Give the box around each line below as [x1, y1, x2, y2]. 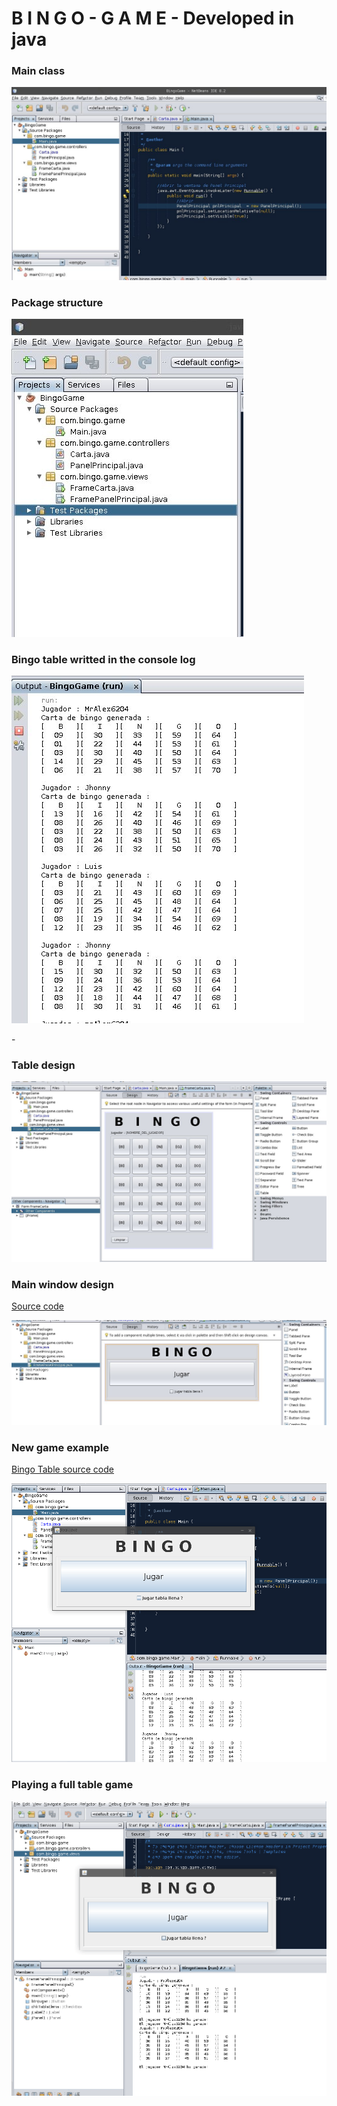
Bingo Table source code [11, 1463, 115, 1476]
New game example [11, 1440, 109, 1454]
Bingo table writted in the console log [11, 652, 196, 666]
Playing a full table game [11, 1778, 134, 1792]
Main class [11, 64, 66, 78]
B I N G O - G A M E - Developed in [11, 7, 295, 30]
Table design [11, 1058, 76, 1072]
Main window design [11, 1277, 114, 1291]
